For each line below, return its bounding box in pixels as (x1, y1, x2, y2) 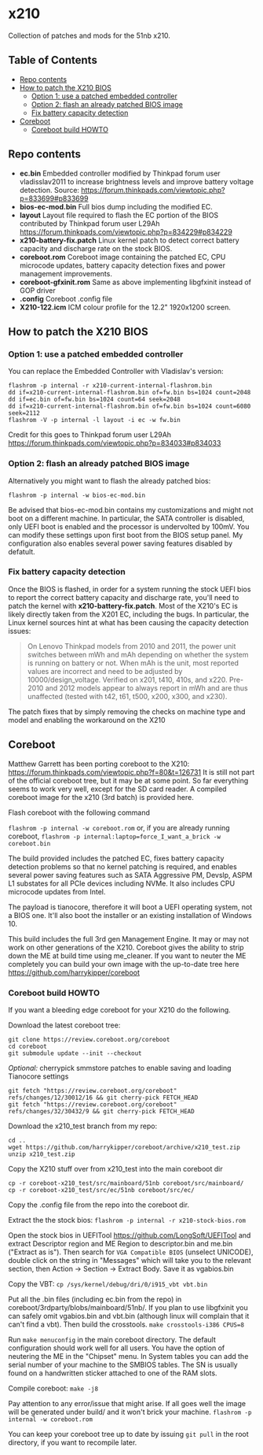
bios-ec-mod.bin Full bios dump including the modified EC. (19, 202, 214, 211)
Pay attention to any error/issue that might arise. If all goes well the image (8, 1398, 246, 1408)
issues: (8, 626, 31, 635)
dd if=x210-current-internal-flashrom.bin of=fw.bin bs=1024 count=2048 (8, 389, 251, 397)
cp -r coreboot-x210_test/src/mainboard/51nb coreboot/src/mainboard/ (8, 1179, 244, 1187)
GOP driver (19, 285, 57, 295)
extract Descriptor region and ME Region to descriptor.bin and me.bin (8, 1238, 233, 1248)
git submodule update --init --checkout (8, 1049, 143, 1057)
